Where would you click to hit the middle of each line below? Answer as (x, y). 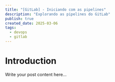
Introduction (31, 61)
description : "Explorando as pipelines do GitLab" (58, 14)
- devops (18, 32)
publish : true (20, 19)
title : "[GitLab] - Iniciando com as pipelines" (56, 10)
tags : (11, 28)
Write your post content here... (36, 74)
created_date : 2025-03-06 (31, 23)
